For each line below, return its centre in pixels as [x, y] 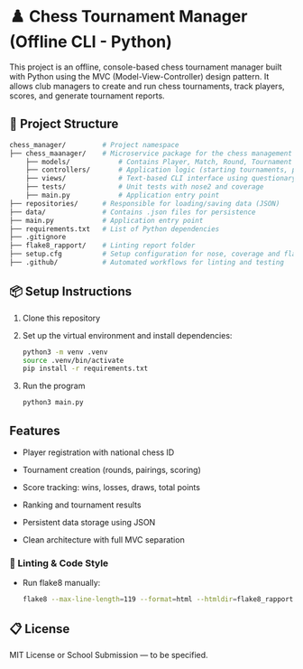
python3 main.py [53, 403]
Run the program [54, 386]
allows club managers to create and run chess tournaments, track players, [147, 86]
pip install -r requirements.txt [85, 369]
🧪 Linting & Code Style [59, 562]
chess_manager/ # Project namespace [94, 144]
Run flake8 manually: [61, 583]
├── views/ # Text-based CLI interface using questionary [161, 179]
